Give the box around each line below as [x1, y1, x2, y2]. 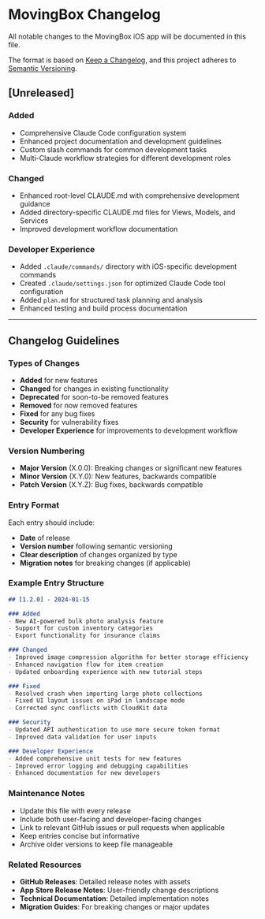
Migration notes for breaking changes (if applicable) [19, 558, 192, 567]
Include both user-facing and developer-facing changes [19, 814, 203, 824]
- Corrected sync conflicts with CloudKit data [8, 704, 168, 713]
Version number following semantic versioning [19, 541, 174, 551]
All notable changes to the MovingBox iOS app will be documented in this [8, 32, 247, 41]
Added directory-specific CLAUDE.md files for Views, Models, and [19, 207, 236, 217]
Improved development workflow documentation [19, 224, 178, 233]
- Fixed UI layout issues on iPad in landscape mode [8, 697, 185, 705]
